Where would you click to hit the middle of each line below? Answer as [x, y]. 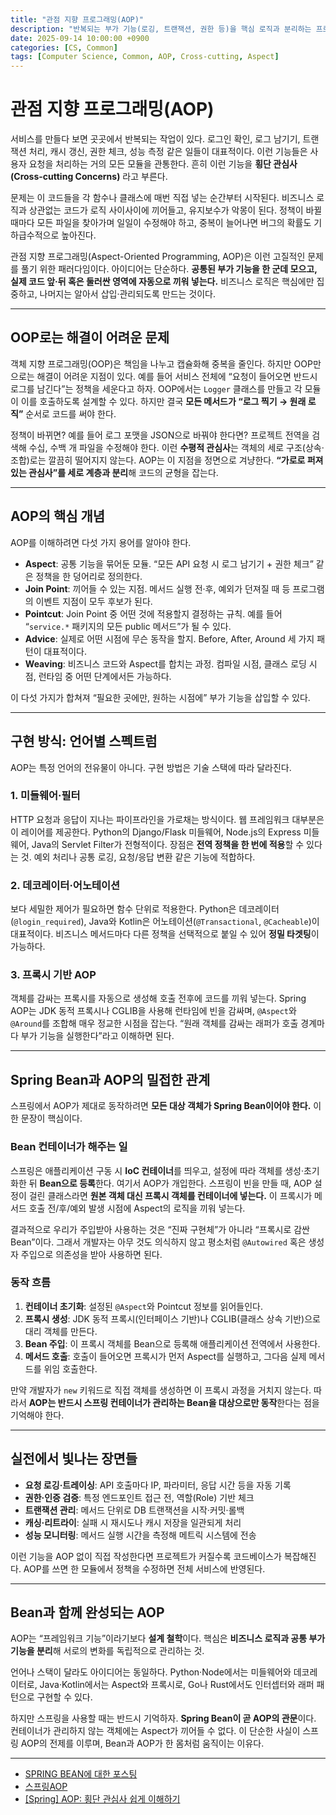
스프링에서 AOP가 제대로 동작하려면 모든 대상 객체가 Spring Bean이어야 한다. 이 [166, 1106]
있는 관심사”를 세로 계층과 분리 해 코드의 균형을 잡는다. [114, 472]
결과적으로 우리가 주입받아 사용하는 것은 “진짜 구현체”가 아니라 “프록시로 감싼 [160, 1229]
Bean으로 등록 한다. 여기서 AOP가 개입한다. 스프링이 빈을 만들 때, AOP [175, 1183]
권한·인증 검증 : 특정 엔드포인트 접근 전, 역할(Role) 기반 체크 [139, 1497]
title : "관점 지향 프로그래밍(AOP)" [77, 19]
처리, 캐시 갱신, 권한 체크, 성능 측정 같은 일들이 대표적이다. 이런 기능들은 [168, 152]
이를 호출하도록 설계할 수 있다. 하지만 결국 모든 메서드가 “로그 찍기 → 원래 [163, 401]
